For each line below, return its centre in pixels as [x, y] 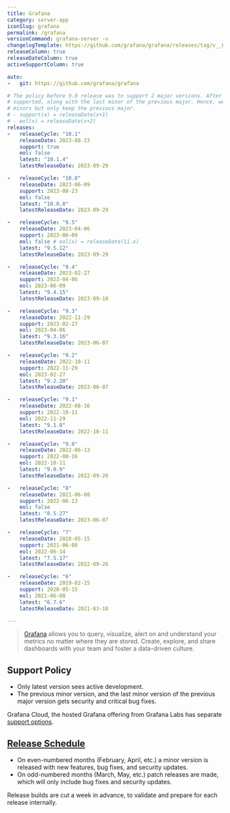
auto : [15, 77]
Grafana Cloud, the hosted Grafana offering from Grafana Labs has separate [115, 715]
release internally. [32, 802]
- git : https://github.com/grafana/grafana [73, 83]
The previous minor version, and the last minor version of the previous [116, 694]
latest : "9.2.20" [44, 381]
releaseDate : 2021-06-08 [55, 495]
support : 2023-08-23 [49, 191]
